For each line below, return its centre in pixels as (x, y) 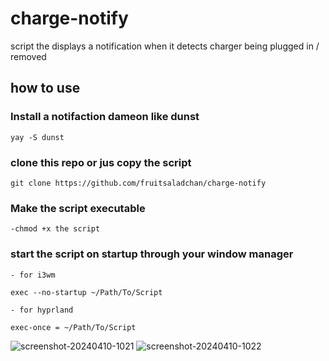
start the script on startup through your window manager (152, 254)
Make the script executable (78, 208)
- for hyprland (42, 310)
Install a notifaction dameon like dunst (105, 117)
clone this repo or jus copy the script (101, 162)
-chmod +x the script (55, 229)
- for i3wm (33, 275)
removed (28, 56)
